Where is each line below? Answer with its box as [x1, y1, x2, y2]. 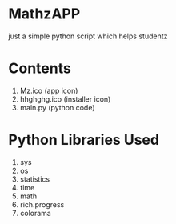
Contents [8, 59, 72, 78]
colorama [19, 208, 52, 218]
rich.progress [19, 199, 65, 209]
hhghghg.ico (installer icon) [19, 94, 111, 104]
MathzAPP [8, 5, 81, 23]
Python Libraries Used [8, 131, 160, 149]
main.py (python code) [19, 102, 95, 112]
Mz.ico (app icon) [19, 86, 78, 95]
